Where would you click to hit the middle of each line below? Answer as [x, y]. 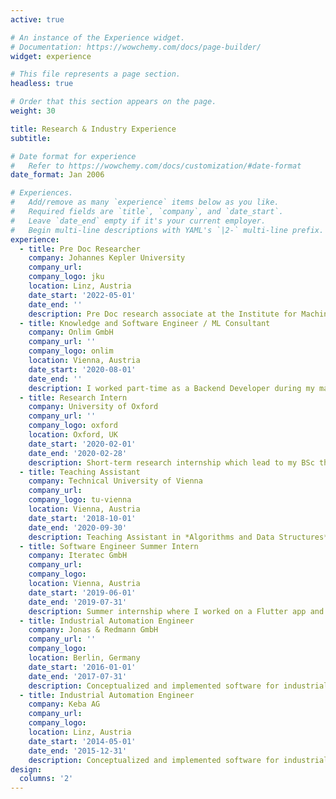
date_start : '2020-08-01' [82, 369]
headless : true [42, 84]
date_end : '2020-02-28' [78, 453]
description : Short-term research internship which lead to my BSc [171, 462]
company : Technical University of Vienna [115, 481]
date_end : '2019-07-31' [78, 602]
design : [26, 769]
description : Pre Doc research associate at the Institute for [163, 314]
